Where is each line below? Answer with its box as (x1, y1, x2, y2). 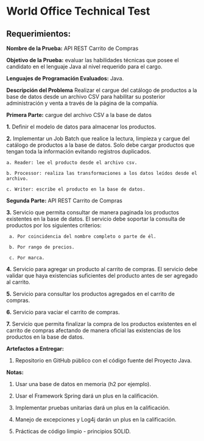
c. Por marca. (9, 255, 45, 261)
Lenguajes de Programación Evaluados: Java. (6, 75, 124, 82)
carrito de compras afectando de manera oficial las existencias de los (6, 327, 181, 334)
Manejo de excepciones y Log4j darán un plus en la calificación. (15, 416, 177, 423)
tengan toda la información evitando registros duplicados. (6, 148, 151, 155)
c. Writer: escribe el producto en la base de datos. (6, 186, 146, 192)
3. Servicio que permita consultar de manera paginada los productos (6, 209, 180, 216)
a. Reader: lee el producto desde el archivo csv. (6, 160, 138, 166)
